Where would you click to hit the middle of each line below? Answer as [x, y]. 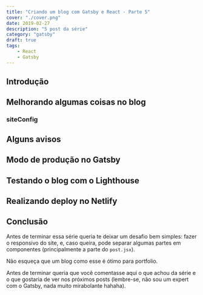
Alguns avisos [34, 139]
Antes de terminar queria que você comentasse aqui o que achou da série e [101, 273]
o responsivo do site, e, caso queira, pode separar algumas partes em [94, 243]
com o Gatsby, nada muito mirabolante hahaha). [66, 285]
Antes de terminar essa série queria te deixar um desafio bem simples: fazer [101, 236]
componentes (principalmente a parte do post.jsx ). [71, 249]
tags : [13, 46]
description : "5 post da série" [47, 29]
